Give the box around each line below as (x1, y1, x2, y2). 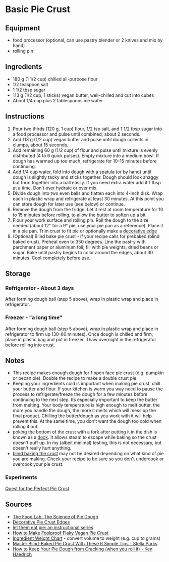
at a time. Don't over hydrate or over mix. (12, 185, 98, 191)
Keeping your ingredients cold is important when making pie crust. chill (12, 381, 160, 387)
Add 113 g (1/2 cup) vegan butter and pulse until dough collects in (12, 136, 149, 142)
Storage (5, 269, 31, 278)
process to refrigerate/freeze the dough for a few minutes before (12, 391, 148, 397)
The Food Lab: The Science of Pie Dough (12, 513, 98, 519)
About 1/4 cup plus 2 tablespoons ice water (12, 97, 103, 103)
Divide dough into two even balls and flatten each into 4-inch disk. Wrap (12, 190, 163, 196)
